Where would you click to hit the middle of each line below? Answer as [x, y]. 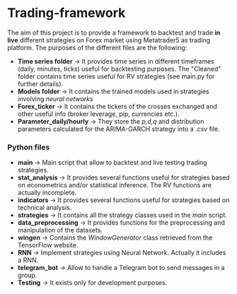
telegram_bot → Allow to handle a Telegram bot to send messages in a [121, 268]
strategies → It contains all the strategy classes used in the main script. [122, 215]
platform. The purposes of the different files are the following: [97, 47]
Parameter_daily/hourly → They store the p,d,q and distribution [111, 121]
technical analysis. [45, 208]
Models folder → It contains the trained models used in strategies [114, 91]
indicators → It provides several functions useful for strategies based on [123, 200]
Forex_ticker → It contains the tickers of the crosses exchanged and [117, 106]
